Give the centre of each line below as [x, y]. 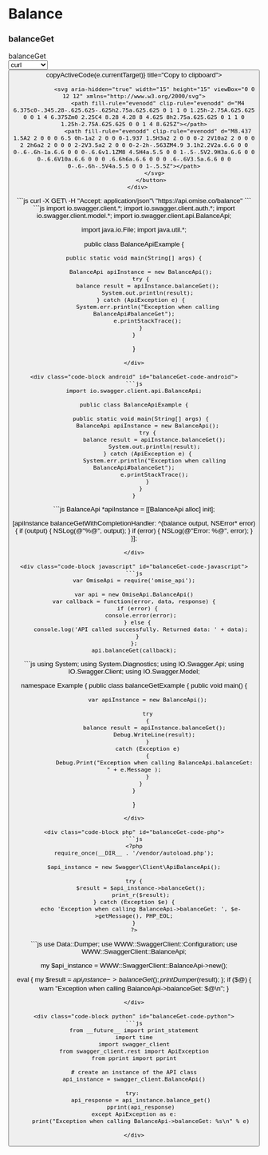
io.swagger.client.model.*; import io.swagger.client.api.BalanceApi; [134, 216]
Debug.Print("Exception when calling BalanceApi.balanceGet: [154, 762]
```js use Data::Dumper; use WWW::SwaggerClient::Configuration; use [134, 944]
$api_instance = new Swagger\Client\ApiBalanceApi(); [134, 867]
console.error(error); [141, 615]
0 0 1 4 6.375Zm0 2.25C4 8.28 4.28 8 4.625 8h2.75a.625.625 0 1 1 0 [134, 117]
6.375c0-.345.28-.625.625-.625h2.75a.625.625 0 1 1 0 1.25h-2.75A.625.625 [134, 110]
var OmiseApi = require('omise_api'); [134, 580]
